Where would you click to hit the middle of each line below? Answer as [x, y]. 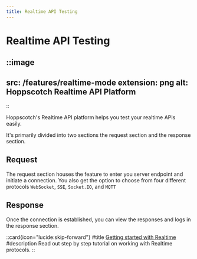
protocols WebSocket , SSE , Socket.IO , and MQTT [61, 186]
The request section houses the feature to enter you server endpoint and [95, 174]
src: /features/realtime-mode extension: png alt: [97, 82]
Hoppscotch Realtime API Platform [71, 92]
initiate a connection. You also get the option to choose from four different [96, 180]
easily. [14, 124]
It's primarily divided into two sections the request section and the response [98, 135]
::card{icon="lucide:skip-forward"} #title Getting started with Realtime [91, 237]
